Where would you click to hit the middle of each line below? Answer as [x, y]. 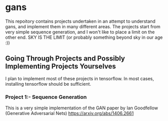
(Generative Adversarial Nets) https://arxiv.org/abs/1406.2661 [70, 113]
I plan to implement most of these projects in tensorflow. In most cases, [80, 78]
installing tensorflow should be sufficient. [48, 84]
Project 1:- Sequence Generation [46, 97]
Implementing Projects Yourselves [61, 66]
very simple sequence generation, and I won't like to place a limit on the [80, 32]
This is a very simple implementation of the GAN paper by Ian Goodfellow [82, 108]
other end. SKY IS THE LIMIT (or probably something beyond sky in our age [84, 37]
